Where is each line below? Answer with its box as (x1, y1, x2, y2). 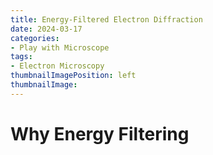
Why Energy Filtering (10, 122, 190, 145)
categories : (10, 33, 60, 43)
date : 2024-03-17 (10, 24, 83, 34)
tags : (10, 52, 33, 62)
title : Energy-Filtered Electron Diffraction (10, 14, 203, 25)
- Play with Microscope (10, 42, 110, 53)
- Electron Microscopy (10, 61, 105, 71)
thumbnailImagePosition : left (10, 71, 137, 81)
